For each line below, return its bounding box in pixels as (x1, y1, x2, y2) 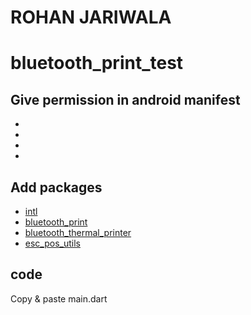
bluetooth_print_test (10, 52, 184, 75)
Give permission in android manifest (10, 91, 241, 108)
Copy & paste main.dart (10, 292, 108, 305)
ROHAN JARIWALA (10, 6, 172, 29)
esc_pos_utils (24, 237, 81, 249)
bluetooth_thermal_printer (24, 227, 132, 238)
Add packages (10, 179, 103, 196)
